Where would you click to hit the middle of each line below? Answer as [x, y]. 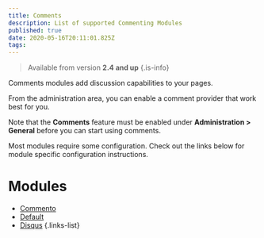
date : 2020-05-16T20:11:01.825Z [61, 38]
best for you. [29, 107]
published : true [35, 30]
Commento [38, 209]
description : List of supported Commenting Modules [95, 23]
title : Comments [35, 15]
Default [32, 217]
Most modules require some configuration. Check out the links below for [126, 146]
